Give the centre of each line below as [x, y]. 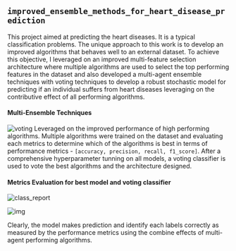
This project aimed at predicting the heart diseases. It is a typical [101, 37]
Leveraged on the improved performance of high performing [122, 129]
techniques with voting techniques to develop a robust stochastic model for [117, 82]
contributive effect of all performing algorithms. [76, 97]
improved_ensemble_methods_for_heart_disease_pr [116, 12]
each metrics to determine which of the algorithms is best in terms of [107, 144]
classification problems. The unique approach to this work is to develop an [116, 44]
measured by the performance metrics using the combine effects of [106, 233]
